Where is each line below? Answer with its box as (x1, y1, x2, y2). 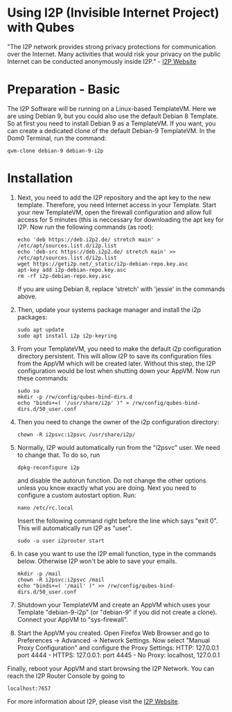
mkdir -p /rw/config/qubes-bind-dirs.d (17, 393, 133, 400)
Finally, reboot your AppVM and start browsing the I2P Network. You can (7, 664, 215, 672)
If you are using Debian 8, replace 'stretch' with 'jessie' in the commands (17, 284, 225, 293)
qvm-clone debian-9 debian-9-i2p (7, 147, 104, 154)
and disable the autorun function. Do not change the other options (17, 476, 206, 485)
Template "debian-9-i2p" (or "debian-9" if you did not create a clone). (17, 608, 217, 616)
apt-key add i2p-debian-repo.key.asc (17, 266, 127, 273)
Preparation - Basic (7, 82, 121, 98)
